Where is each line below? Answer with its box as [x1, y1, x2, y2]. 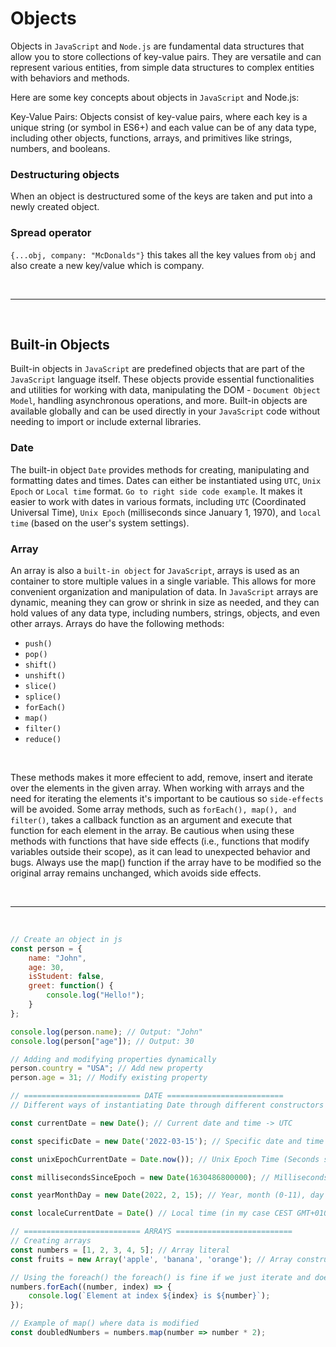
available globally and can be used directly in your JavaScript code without [10, 405, 321, 417]
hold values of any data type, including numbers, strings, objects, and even [10, 607, 321, 619]
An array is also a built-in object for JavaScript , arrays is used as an [10, 564, 300, 576]
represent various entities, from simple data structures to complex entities [10, 61, 315, 73]
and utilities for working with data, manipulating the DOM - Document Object [10, 384, 321, 396]
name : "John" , [28, 953, 87, 963]
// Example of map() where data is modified [10, 1318, 199, 1329]
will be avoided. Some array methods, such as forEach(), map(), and [10, 803, 297, 815]
